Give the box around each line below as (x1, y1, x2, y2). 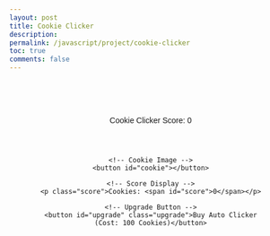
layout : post (9, 13, 58, 22)
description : (9, 30, 58, 39)
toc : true (9, 47, 47, 56)
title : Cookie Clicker (9, 22, 94, 31)
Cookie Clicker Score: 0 (109, 116, 193, 126)
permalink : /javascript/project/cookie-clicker (9, 38, 191, 48)
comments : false (9, 55, 70, 64)
